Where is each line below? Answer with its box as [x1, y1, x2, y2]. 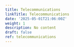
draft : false [5, 30, 32, 35]
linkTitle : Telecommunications [5, 12, 70, 17]
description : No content [5, 25, 56, 30]
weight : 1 [5, 21, 26, 26]
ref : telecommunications [5, 35, 56, 40]
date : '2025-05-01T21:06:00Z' [5, 16, 68, 21]
